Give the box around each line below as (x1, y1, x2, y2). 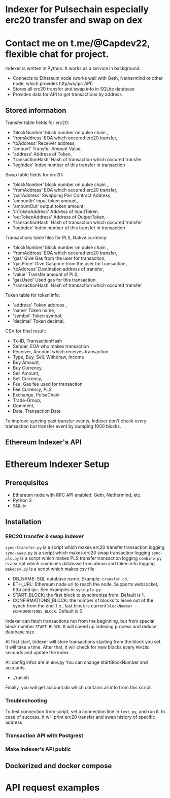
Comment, (12, 403, 35, 409)
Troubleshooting (5, 697, 47, 704)
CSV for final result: (5, 328, 47, 334)
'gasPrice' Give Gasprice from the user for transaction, (12, 260, 127, 266)
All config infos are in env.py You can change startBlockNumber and (5, 659, 148, 665)
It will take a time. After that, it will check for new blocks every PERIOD (5, 644, 150, 650)
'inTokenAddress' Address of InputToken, (12, 208, 99, 214)
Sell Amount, (12, 370, 40, 376)
